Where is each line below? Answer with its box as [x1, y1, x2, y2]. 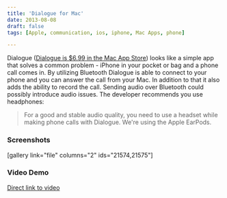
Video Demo [7, 168, 49, 177]
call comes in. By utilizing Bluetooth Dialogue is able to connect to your [7, 69, 207, 77]
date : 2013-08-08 [7, 16, 57, 23]
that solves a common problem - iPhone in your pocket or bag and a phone [7, 61, 219, 69]
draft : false [7, 23, 44, 29]
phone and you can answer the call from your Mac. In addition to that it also [7, 76, 220, 84]
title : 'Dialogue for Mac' [7, 10, 84, 17]
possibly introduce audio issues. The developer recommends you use [7, 90, 203, 99]
